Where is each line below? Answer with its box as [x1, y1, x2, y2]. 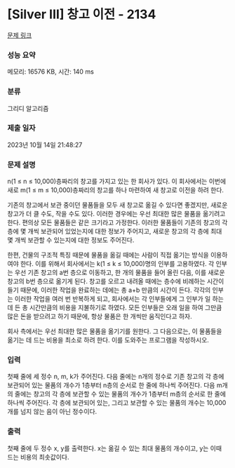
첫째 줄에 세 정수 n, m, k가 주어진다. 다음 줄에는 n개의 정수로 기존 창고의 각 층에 [7, 373, 224, 381]
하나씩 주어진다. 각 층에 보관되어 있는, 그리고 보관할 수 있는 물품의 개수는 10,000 [7, 399, 227, 407]
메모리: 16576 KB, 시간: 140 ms [7, 67, 95, 76]
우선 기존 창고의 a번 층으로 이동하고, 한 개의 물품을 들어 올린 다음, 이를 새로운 [14, 268, 226, 277]
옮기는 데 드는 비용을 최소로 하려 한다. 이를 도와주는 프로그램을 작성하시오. [7, 336, 209, 345]
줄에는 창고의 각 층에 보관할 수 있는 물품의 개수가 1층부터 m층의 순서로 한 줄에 [14, 390, 227, 399]
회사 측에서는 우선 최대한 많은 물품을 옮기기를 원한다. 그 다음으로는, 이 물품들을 [7, 327, 222, 335]
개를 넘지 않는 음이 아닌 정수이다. [7, 408, 98, 416]
